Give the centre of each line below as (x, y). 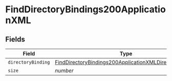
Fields (15, 39)
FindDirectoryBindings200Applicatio (86, 9)
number (64, 70)
